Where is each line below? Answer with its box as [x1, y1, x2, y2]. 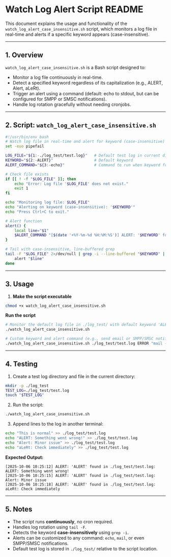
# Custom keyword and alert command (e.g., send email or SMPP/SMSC [5, 336, 154, 341]
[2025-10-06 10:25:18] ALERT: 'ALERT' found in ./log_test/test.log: [5, 482, 156, 487]
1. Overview [5, 51, 43, 60]
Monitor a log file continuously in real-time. [12, 74, 103, 80]
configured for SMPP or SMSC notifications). [12, 96, 107, 102]
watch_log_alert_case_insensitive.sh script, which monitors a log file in [5, 25, 157, 32]
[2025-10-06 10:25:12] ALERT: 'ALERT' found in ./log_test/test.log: [5, 464, 156, 469]
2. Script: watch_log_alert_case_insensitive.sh [5, 121, 156, 129]
